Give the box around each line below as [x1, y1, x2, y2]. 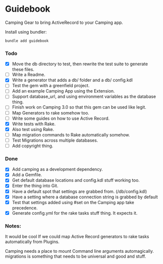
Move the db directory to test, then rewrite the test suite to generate [12, 61, 148, 67]
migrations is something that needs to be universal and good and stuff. [5, 253, 147, 259]
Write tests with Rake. [12, 121, 56, 127]
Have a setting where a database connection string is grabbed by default [12, 194, 158, 200]
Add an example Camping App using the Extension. [12, 88, 115, 94]
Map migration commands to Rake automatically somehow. [12, 132, 130, 137]
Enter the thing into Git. [12, 183, 59, 189]
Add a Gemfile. [12, 172, 42, 178]
